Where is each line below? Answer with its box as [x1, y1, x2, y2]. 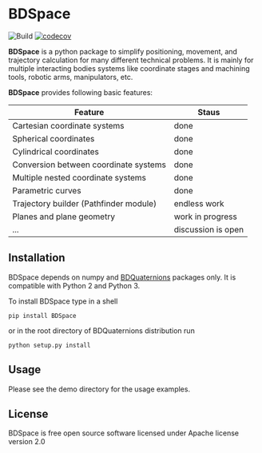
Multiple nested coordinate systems [12, 172, 146, 183]
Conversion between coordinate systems [12, 159, 166, 170]
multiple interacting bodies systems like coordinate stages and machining [8, 63, 250, 73]
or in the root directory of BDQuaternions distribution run [8, 325, 196, 336]
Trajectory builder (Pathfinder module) [12, 197, 157, 209]
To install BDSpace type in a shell [8, 296, 118, 306]
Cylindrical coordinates [12, 145, 100, 157]
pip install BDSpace [8, 312, 77, 320]
